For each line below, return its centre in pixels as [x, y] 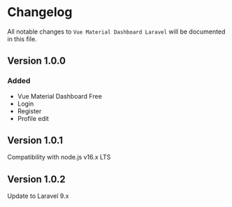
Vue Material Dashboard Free [60, 96]
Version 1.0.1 [35, 141]
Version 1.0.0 [37, 61]
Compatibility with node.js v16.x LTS [59, 157]
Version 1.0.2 [37, 179]
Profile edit [33, 118]
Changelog [40, 12]
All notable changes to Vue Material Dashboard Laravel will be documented [116, 31]
